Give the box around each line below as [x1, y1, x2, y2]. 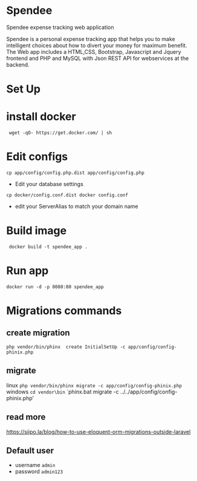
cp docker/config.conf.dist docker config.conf [6, 192, 129, 198]
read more [6, 412, 46, 422]
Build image [6, 224, 67, 237]
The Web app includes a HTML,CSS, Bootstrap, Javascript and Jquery [6, 48, 181, 55]
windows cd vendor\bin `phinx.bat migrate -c [6, 388, 119, 395]
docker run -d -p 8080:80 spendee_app [6, 283, 104, 290]
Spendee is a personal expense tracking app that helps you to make [6, 35, 175, 42]
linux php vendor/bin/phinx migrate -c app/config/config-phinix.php [6, 381, 182, 389]
